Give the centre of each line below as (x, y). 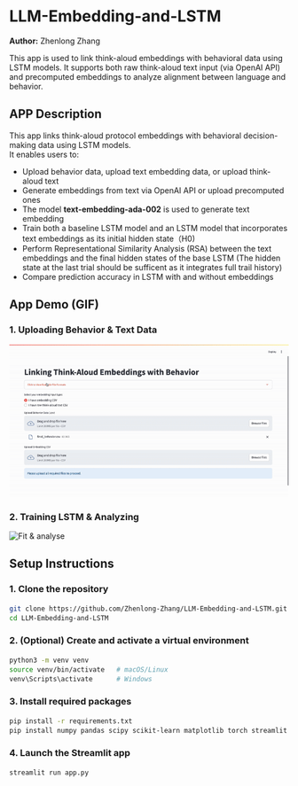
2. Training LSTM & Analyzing (74, 517)
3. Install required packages (71, 702)
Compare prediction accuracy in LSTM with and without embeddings (148, 276)
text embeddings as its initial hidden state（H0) (108, 238)
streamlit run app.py (49, 773)
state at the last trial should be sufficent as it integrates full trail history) (152, 267)
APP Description (55, 114)
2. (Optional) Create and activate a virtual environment (129, 641)
